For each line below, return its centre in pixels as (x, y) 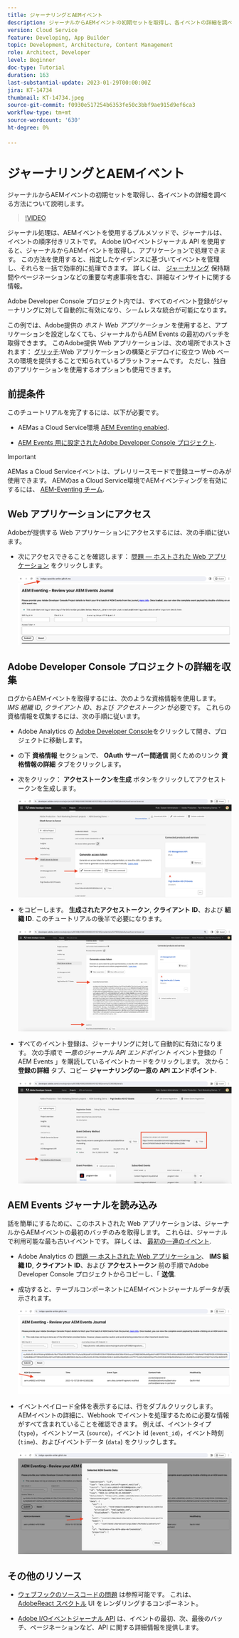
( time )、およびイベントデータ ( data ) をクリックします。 (99, 1442)
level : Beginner (31, 61)
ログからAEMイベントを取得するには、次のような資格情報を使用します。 (114, 698)
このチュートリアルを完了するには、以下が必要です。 (85, 412)
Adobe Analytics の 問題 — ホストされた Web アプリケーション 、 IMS (119, 1256)
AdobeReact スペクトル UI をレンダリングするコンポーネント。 (110, 1603)
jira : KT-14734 (30, 90)
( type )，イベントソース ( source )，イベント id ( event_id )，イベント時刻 (121, 1433)
